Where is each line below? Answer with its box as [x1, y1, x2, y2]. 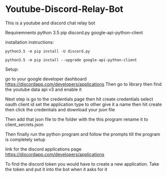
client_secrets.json [5, 121, 44, 127]
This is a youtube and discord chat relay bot [5, 20, 96, 26]
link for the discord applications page [5, 146, 82, 152]
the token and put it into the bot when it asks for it [5, 166, 107, 172]
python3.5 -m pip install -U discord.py [5, 49, 91, 54]
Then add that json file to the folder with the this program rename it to [5, 116, 149, 122]
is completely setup [5, 136, 46, 142]
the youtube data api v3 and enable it [5, 86, 82, 92]
